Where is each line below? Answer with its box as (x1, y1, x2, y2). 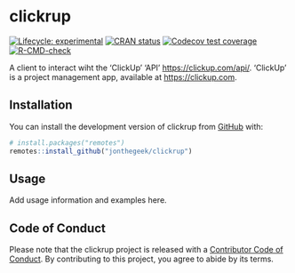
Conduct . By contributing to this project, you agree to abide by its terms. (9, 253, 274, 264)
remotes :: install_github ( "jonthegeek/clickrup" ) (9, 147, 193, 156)
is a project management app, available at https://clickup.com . (9, 71, 237, 82)
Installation (9, 98, 73, 113)
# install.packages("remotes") (9, 138, 125, 148)
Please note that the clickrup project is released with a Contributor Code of (9, 245, 283, 255)
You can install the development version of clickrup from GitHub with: (9, 121, 264, 132)
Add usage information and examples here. (9, 195, 167, 205)
